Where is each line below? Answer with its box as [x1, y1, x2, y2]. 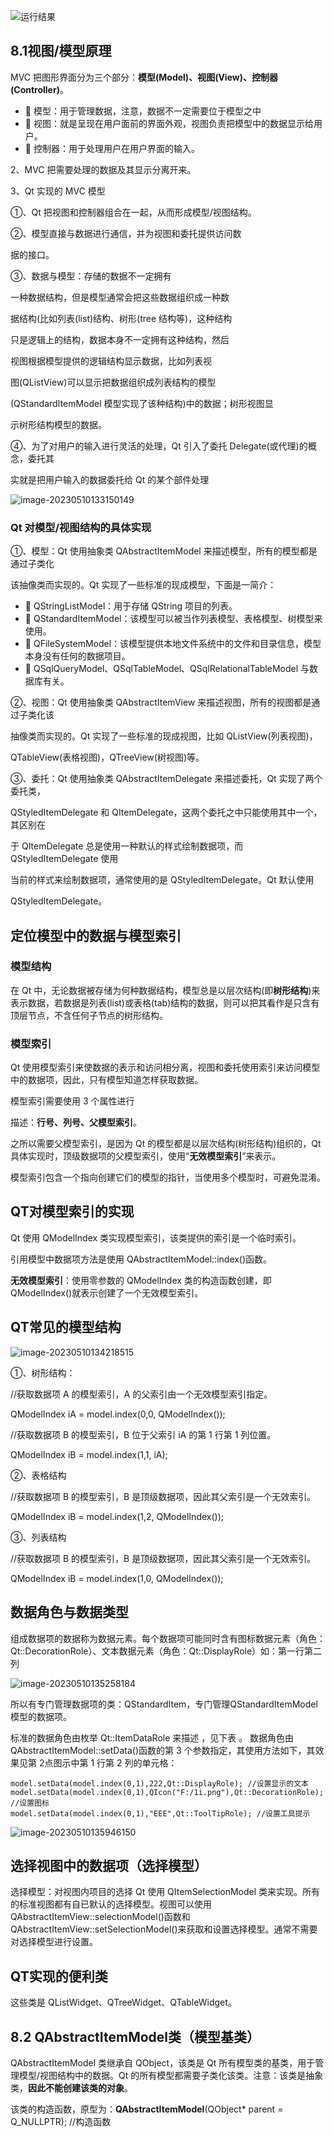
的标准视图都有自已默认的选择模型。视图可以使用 [10, 1898, 212, 1910]
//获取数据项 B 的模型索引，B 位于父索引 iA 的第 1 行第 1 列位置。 [10, 1428, 277, 1440]
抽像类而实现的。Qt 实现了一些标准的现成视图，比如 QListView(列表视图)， [10, 730, 318, 742]
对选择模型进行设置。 [10, 1936, 98, 1948]
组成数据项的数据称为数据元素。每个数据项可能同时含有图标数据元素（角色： [10, 1632, 326, 1644]
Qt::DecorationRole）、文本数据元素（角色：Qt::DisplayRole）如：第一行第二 [10, 1645, 323, 1657]
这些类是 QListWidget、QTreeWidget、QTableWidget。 [10, 1996, 237, 2009]
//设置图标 [10, 1798, 50, 1808]
